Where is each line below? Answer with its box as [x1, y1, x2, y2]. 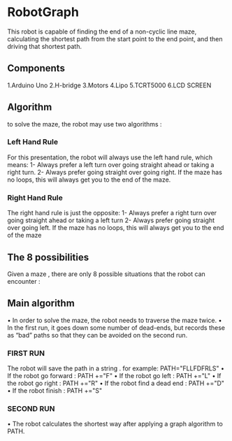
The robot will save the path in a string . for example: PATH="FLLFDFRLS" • [7, 364, 225, 373]
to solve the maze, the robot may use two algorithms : [7, 120, 162, 128]
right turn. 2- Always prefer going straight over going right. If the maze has [7, 168, 222, 176]
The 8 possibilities [7, 251, 89, 263]
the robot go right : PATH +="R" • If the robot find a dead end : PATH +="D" [7, 379, 225, 388]
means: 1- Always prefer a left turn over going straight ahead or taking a [7, 160, 215, 168]
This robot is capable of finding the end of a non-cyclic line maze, [7, 27, 197, 36]
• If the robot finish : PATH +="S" [7, 386, 103, 395]
